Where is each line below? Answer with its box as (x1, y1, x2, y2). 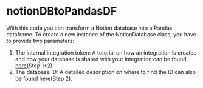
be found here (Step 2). (15, 75, 73, 82)
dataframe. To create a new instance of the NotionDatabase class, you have (6, 30, 196, 38)
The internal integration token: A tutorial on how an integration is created (15, 49, 198, 56)
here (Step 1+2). (15, 62, 54, 69)
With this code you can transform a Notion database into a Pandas (6, 24, 173, 32)
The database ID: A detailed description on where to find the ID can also (15, 68, 196, 75)
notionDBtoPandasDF (6, 4, 117, 18)
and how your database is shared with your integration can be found (15, 55, 187, 63)
